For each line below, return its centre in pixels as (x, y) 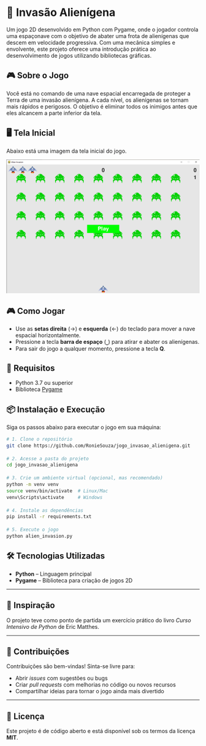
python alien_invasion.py (39, 536)
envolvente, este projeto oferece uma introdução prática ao (81, 49)
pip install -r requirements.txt (49, 517)
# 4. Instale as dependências (45, 510)
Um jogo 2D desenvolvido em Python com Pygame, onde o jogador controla (102, 29)
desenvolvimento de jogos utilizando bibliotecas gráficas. (79, 55)
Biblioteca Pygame (39, 389)
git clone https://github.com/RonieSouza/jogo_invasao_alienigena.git (98, 446)
